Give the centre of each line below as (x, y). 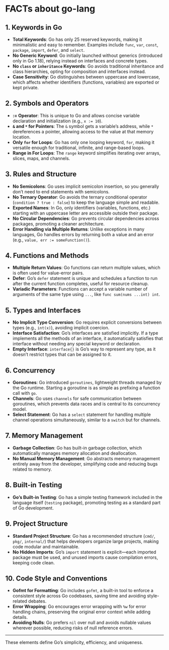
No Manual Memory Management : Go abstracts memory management (86, 458)
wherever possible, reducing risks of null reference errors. (73, 628)
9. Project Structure (36, 524)
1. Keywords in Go (34, 27)
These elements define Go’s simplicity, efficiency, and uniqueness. (74, 642)
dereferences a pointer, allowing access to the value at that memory (83, 131)
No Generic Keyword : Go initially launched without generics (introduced (87, 55)
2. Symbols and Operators (47, 103)
